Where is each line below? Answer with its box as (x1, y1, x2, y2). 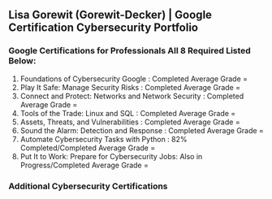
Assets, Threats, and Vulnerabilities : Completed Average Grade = (19, 117, 241, 127)
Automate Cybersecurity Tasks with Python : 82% (19, 134, 188, 144)
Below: (8, 55, 37, 67)
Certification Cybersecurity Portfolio (8, 21, 199, 35)
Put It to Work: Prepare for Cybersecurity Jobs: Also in (19, 151, 203, 161)
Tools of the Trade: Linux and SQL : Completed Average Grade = (19, 108, 236, 118)
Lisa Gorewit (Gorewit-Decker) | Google (8, 8, 213, 22)
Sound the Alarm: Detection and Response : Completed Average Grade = (19, 125, 264, 135)
